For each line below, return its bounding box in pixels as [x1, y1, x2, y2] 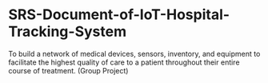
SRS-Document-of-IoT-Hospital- [8, 6, 230, 24]
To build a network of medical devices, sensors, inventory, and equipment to [8, 49, 261, 58]
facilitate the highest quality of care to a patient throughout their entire [8, 57, 240, 67]
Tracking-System [8, 22, 126, 41]
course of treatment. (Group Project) [8, 65, 129, 75]
